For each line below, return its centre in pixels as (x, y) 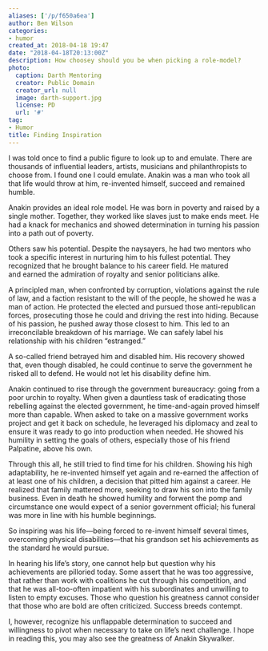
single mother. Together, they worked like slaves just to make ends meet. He (134, 216)
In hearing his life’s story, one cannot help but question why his (112, 563)
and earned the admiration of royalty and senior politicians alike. (114, 274)
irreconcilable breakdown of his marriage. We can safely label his (116, 332)
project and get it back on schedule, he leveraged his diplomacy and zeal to (133, 423)
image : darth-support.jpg (59, 98)
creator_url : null (46, 90)
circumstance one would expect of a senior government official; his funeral (132, 507)
